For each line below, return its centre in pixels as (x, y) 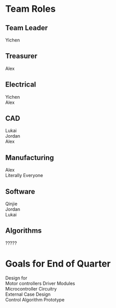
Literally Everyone (24, 175)
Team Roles (31, 9)
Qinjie (11, 204)
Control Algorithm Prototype (35, 299)
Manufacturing (30, 157)
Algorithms (24, 231)
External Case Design (28, 294)
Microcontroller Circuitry (31, 289)
